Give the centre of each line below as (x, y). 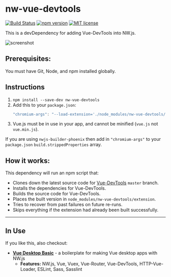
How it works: (27, 160)
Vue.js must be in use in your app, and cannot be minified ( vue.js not (85, 124)
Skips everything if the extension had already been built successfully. (85, 210)
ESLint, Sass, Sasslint (60, 269)
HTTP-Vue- (151, 264)
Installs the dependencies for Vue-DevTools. (59, 188)
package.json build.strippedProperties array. (54, 145)
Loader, (28, 269)
